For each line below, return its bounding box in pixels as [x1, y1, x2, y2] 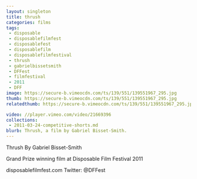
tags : [6, 25, 19, 31]
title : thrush [6, 14, 41, 20]
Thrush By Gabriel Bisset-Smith [6, 144, 82, 151]
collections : [6, 117, 38, 123]
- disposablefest [8, 42, 51, 47]
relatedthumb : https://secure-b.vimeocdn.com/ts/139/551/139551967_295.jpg [6, 101, 195, 107]
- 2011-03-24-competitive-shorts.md [8, 122, 98, 129]
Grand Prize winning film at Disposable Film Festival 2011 [6, 156, 144, 162]
